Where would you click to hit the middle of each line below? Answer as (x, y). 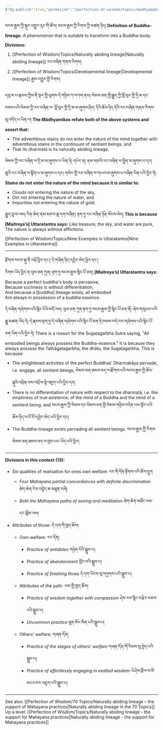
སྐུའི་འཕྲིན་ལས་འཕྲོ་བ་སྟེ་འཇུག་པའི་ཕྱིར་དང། (43, 382)
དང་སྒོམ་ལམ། (29, 513)
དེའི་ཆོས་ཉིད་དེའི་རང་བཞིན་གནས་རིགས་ (125, 107)
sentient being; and (31, 405)
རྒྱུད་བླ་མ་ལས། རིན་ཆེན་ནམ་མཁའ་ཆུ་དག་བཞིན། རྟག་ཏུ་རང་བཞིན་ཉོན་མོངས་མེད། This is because (81, 214)
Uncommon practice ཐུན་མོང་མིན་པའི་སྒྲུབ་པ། (65, 622)
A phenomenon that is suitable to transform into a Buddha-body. (87, 35)
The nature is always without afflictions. (45, 229)
